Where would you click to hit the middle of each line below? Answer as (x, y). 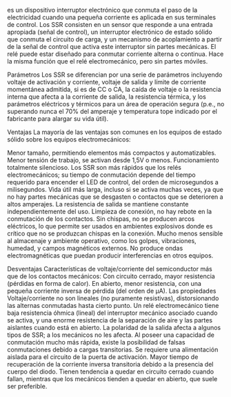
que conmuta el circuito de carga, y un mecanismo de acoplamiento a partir (115, 39)
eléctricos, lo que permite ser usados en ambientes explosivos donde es (110, 226)
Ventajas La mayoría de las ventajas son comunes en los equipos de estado (114, 132)
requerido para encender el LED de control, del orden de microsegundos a (113, 182)
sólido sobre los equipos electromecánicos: (69, 139)
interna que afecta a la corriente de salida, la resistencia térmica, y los (107, 97)
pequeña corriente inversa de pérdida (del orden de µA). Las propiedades (112, 291)
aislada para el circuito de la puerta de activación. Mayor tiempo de (103, 357)
